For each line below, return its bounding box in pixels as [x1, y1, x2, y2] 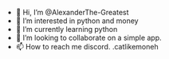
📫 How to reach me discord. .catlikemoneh [15, 42, 159, 51]
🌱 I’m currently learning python [15, 25, 118, 33]
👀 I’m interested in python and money [15, 16, 139, 26]
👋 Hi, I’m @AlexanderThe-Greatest [15, 8, 129, 17]
